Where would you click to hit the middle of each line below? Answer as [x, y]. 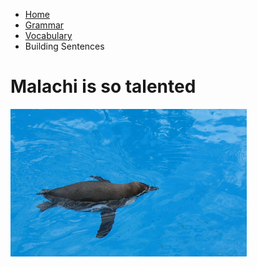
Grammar [44, 25]
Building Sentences [64, 46]
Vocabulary [48, 35]
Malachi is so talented [103, 86]
